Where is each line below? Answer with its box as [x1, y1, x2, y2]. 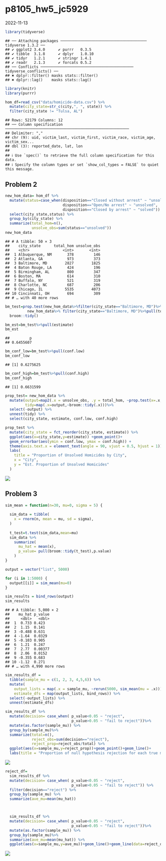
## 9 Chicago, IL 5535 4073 [5, 286, 100, 292]
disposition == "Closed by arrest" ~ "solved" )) [62, 207, 161, 212]
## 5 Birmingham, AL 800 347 [5, 269, 100, 274]
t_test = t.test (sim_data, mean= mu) [9, 530, 79, 536]
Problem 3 [5, 489, 38, 498]
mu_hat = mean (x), [18, 544, 56, 549]
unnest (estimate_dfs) [9, 700, 54, 705]
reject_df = [5, 769, 28, 774]
